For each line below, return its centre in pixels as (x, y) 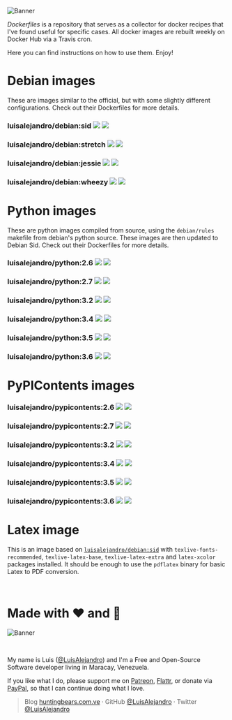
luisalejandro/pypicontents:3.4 (61, 463)
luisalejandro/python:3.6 (50, 357)
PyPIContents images (71, 386)
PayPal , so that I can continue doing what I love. (76, 688)
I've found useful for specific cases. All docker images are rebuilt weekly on (116, 32)
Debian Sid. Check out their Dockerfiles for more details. (88, 245)
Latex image (43, 530)
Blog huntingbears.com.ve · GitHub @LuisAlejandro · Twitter (110, 701)
